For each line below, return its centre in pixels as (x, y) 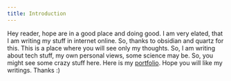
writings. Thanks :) (34, 70)
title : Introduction (37, 13)
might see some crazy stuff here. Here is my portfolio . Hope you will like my (115, 62)
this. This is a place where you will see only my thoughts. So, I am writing (111, 48)
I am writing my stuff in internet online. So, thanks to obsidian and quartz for (115, 40)
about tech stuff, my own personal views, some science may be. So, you (110, 55)
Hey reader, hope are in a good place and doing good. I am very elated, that (115, 33)
